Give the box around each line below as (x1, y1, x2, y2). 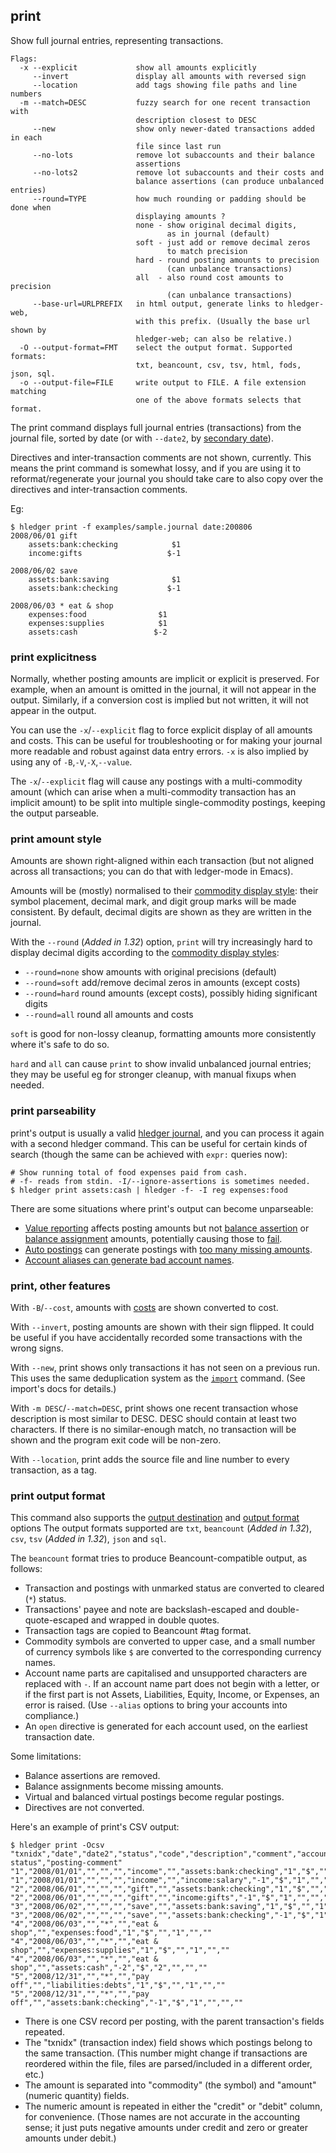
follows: (10, 1563, 43, 1575)
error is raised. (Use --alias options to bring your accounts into (24, 1699, 288, 1711)
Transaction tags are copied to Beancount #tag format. (24, 1625, 252, 1637)
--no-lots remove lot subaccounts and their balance (32, 150, 315, 160)
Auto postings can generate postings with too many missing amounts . (24, 1243, 313, 1255)
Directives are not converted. (24, 1802, 145, 1814)
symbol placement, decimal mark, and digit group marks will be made (10, 895, 297, 908)
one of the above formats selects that (135, 395, 302, 405)
